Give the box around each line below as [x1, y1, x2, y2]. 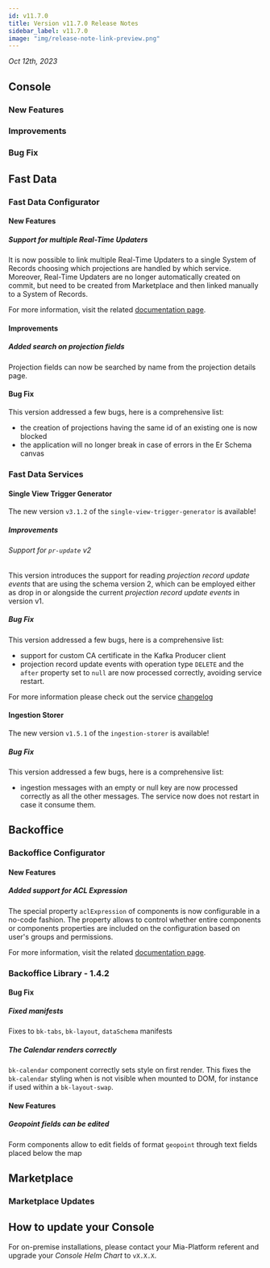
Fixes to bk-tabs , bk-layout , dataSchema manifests [8, 1026, 173, 1037]
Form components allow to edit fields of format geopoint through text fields [8, 1139, 258, 1149]
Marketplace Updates [8, 1195, 95, 1207]
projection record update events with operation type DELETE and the [19, 659, 244, 669]
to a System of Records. [8, 290, 89, 299]
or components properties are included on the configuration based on [8, 923, 240, 932]
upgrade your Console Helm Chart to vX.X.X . [8, 1250, 157, 1260]
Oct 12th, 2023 [8, 56, 58, 66]
